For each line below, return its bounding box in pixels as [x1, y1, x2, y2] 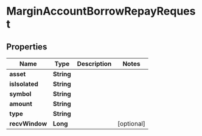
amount [9, 99, 32, 108]
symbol [9, 90, 32, 98]
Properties [6, 41, 47, 52]
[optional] [117, 120, 146, 127]
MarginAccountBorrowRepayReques [6, 4, 196, 18]
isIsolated [9, 80, 38, 88]
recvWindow [9, 120, 47, 127]
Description [77, 60, 112, 68]
